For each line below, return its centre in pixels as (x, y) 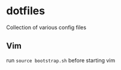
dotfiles (26, 11)
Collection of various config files (46, 27)
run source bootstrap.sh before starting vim (61, 60)
